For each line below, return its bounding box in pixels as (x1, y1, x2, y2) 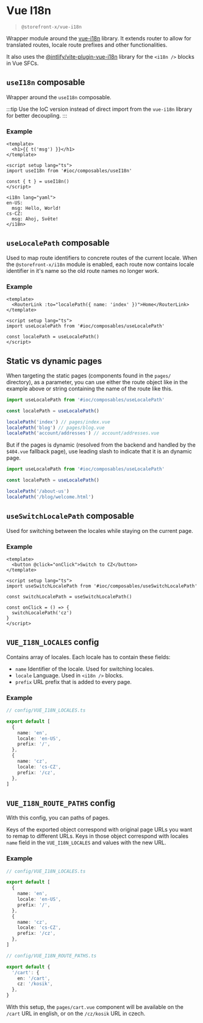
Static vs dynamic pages (6, 355, 102, 366)
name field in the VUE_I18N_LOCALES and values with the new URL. (6, 839, 166, 846)
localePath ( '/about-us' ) (6, 488, 69, 494)
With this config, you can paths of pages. (6, 814, 110, 822)
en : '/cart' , (17, 975, 51, 981)
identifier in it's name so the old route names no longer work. (6, 267, 160, 274)
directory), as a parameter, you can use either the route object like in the (6, 378, 188, 385)
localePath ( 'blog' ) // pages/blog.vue (6, 425, 105, 431)
